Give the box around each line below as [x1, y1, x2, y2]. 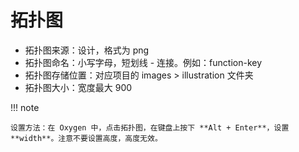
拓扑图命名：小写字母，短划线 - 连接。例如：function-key [24, 56, 263, 68]
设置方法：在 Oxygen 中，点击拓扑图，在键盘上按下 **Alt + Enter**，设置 [10, 122, 290, 133]
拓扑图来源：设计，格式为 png [24, 44, 150, 56]
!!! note [10, 101, 40, 113]
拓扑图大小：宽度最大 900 [24, 81, 133, 93]
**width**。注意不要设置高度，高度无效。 [10, 133, 163, 143]
